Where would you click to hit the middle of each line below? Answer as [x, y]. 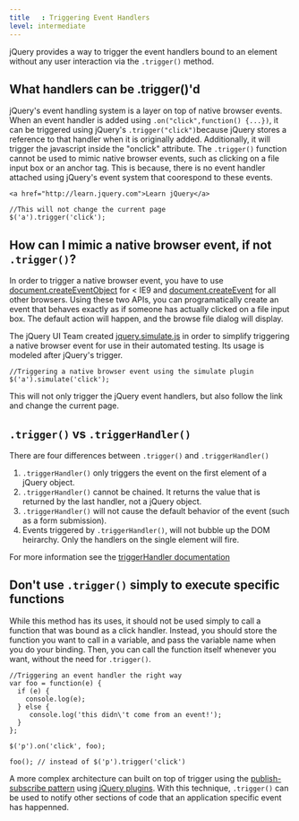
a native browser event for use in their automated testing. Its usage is [137, 345]
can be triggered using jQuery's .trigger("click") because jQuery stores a [148, 130]
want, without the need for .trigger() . [81, 659]
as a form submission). [64, 520]
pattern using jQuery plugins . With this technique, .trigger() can [168, 788]
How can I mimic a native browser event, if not [141, 245]
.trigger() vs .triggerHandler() [100, 434]
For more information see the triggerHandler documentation [120, 556]
